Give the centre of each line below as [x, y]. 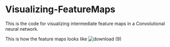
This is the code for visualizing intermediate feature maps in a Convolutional [85, 24]
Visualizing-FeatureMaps [60, 9]
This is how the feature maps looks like [46, 39]
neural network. [22, 29]
